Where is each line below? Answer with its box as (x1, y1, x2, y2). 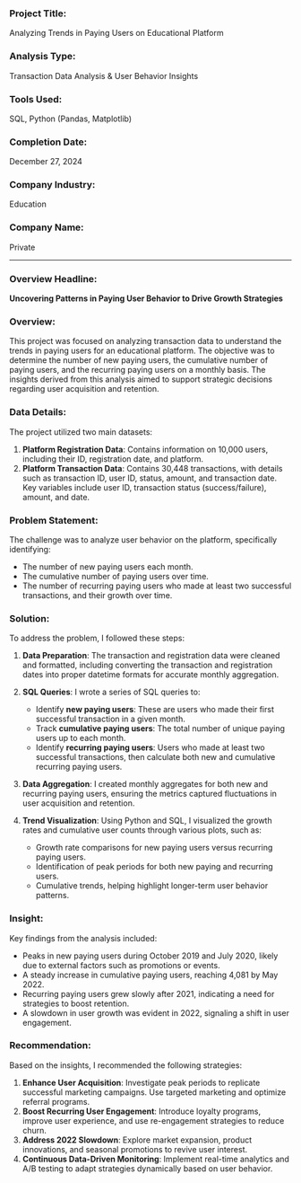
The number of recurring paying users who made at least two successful (21, 580, 292, 591)
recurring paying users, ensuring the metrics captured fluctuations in (21, 789, 278, 799)
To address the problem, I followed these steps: (9, 632, 185, 644)
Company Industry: (9, 179, 96, 191)
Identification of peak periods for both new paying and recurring (35, 861, 273, 872)
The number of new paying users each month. (21, 561, 194, 572)
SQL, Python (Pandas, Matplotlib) (9, 113, 133, 124)
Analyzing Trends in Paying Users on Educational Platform (9, 28, 224, 39)
